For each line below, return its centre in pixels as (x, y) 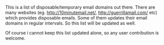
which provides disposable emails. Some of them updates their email (76, 18)
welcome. (15, 38)
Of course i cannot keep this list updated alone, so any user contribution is (82, 33)
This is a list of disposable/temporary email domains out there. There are (80, 7)
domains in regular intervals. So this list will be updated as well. (70, 23)
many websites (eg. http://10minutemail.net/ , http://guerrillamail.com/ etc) (81, 12)
